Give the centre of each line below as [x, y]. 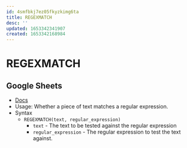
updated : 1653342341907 [36, 28]
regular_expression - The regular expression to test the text [107, 132]
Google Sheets [34, 85]
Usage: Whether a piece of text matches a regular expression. [91, 107]
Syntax [24, 113]
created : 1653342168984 [36, 34]
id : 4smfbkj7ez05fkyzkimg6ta [43, 12]
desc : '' [17, 23]
